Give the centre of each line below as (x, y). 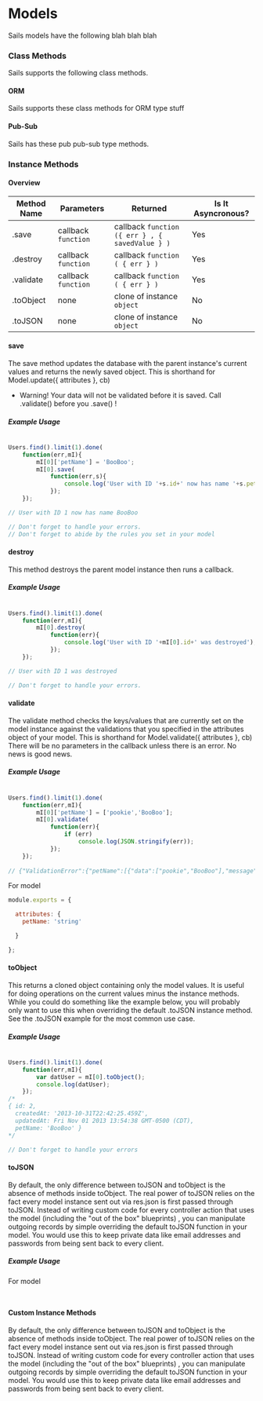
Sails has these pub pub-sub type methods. (79, 144)
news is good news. (40, 754)
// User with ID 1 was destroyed (63, 671)
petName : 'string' (52, 922)
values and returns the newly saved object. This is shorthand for (112, 371)
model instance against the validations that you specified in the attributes (126, 729)
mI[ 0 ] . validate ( (63, 820)
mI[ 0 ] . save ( (56, 469)
